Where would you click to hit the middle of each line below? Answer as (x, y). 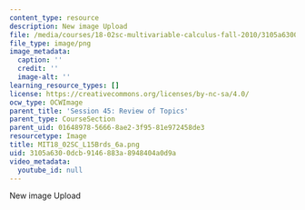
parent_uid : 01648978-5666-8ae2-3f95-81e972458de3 (107, 128)
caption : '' (40, 60)
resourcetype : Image (49, 136)
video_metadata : (40, 161)
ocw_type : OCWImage (46, 102)
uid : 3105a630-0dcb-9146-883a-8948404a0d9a (93, 153)
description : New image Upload (69, 26)
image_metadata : (40, 52)
